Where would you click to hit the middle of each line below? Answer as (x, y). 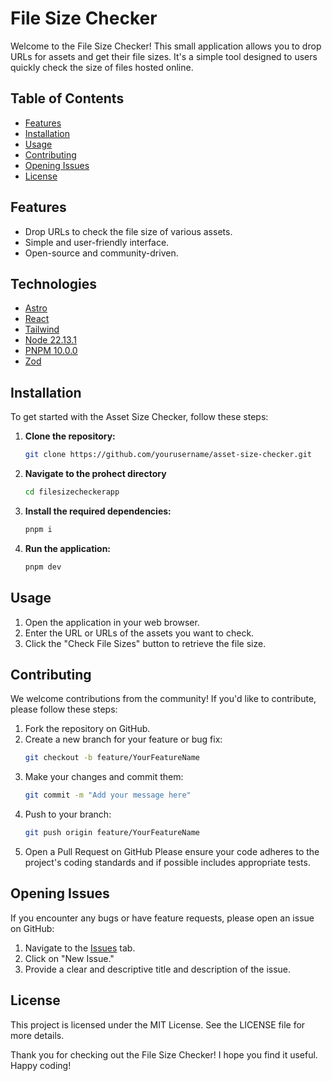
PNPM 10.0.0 (51, 351)
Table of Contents (67, 98)
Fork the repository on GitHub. (87, 729)
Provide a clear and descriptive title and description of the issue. (158, 969)
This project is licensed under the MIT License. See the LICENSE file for (158, 1024)
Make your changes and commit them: (104, 777)
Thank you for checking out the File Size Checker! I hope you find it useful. (164, 1054)
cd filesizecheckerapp (72, 492)
